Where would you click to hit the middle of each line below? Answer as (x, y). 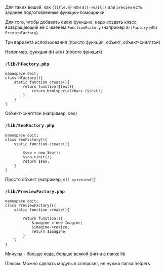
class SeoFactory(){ (26, 139)
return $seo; (36, 161)
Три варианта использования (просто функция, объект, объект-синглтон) (83, 42)
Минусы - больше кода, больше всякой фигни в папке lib (65, 254)
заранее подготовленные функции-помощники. (56, 12)
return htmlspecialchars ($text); (67, 91)
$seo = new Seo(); (42, 153)
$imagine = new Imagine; (57, 223)
